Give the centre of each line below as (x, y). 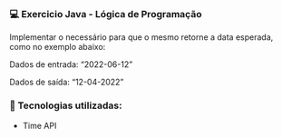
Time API (39, 125)
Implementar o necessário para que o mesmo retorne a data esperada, (141, 37)
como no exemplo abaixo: (58, 47)
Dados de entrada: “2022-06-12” (71, 64)
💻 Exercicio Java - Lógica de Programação (106, 14)
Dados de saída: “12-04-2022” (67, 82)
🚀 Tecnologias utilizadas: (66, 105)
